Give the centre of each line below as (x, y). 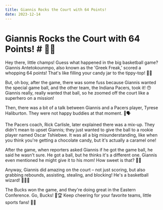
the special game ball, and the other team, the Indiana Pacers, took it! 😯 (78, 88)
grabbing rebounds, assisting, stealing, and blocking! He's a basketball (77, 175)
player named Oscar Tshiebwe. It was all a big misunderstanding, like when (81, 135)
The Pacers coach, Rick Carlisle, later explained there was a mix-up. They (80, 125)
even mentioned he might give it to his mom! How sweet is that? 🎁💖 (73, 160)
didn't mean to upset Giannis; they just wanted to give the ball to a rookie (79, 130)
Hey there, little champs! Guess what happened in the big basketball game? (82, 62)
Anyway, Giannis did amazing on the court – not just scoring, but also (75, 170)
